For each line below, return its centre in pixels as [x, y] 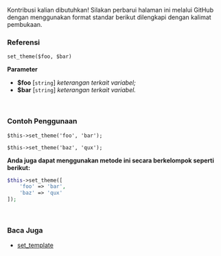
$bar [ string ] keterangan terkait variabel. [76, 90]
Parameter [22, 70]
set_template [35, 245]
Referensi [23, 42]
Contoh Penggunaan [42, 121]
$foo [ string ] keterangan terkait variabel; [76, 83]
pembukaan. [25, 24]
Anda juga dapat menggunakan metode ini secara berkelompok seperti [110, 160]
